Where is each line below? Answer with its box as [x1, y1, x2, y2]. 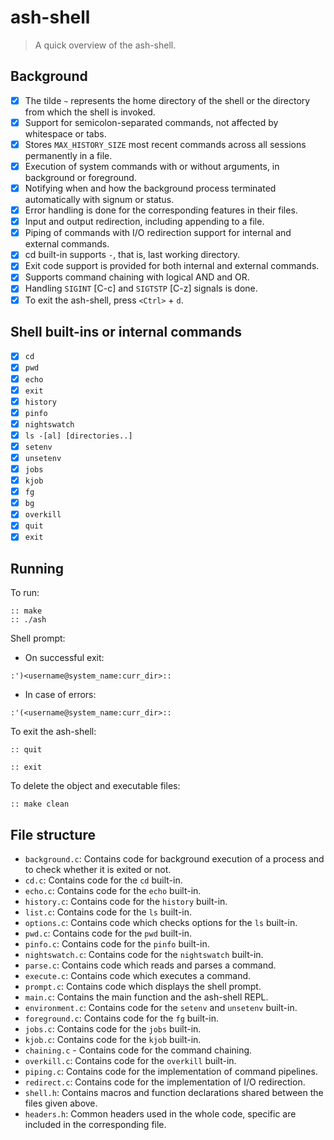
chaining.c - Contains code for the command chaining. [24, 1044, 253, 1056]
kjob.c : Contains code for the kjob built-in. [24, 1034, 202, 1046]
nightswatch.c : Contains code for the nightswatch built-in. [24, 949, 264, 961]
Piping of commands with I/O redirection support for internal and [24, 227, 292, 239]
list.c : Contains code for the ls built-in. [24, 906, 193, 918]
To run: [10, 587, 40, 599]
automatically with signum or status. [24, 194, 175, 206]
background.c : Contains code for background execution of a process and [24, 853, 325, 865]
